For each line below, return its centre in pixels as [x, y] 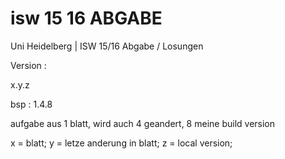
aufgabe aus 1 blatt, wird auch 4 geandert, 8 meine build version [143, 123]
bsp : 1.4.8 [31, 104]
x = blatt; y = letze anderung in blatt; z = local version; [121, 143]
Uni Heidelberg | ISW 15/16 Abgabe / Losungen [107, 46]
